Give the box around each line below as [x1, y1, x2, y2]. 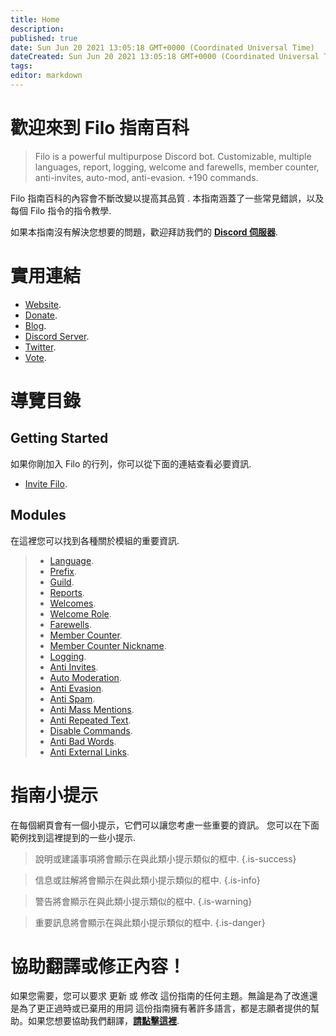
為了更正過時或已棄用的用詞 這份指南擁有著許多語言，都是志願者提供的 [18, 1002, 311, 1015]
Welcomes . [49, 597, 97, 609]
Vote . [24, 351, 47, 363]
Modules [10, 507, 67, 524]
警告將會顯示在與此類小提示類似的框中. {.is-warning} [34, 895, 253, 907]
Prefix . [49, 565, 77, 577]
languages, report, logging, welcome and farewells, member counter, [34, 161, 320, 173]
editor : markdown [10, 71, 83, 81]
